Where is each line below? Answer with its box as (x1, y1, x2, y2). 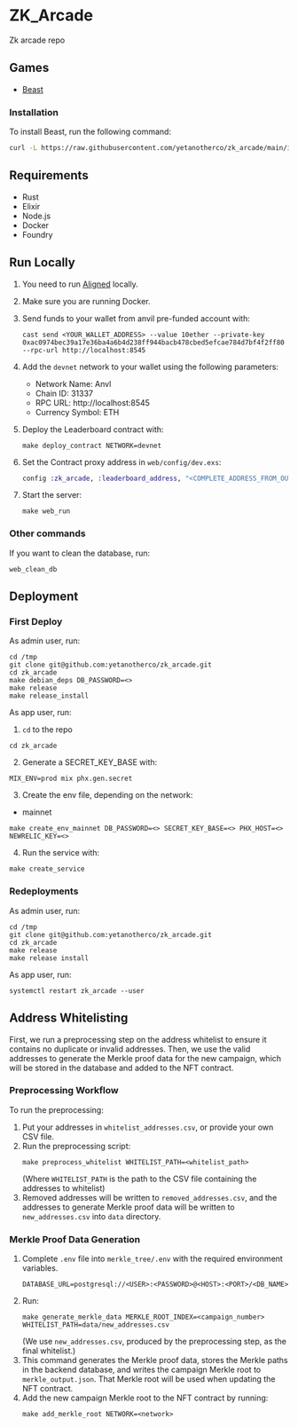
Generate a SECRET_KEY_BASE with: (21, 757, 158, 768)
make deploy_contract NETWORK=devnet (21, 441, 162, 450)
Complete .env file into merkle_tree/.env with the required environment (21, 1253, 284, 1265)
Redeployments (9, 885, 79, 897)
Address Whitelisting (9, 1011, 129, 1026)
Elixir (21, 201, 41, 211)
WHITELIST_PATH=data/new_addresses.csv (21, 1321, 170, 1329)
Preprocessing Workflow (9, 1084, 119, 1097)
